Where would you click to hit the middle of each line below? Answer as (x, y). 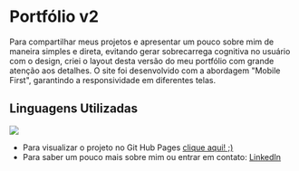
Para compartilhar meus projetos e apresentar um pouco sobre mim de (142, 42)
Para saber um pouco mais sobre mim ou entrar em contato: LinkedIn (152, 157)
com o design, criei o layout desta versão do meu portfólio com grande (142, 61)
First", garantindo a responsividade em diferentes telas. (112, 80)
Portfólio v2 (54, 17)
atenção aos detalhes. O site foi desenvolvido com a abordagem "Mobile (145, 71)
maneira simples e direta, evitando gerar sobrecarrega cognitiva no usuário (150, 51)
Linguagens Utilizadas (74, 109)
